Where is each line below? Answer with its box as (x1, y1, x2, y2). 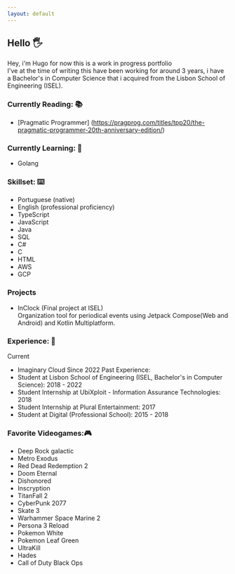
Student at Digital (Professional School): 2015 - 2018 (17, 410, 169, 418)
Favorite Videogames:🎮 (7, 428, 93, 438)
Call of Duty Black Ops (17, 559, 83, 567)
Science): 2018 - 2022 (17, 380, 83, 389)
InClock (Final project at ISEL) (17, 303, 104, 312)
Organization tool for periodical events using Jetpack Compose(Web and (17, 311, 229, 319)
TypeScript (17, 211, 50, 219)
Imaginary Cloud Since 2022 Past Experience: (17, 366, 151, 374)
